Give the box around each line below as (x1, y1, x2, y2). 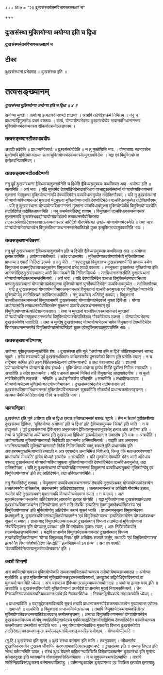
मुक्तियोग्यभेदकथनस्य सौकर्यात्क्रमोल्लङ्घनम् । (5, 123, 76, 129)
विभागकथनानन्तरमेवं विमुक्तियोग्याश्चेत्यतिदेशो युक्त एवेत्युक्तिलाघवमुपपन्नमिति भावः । (5, 325, 130, 331)
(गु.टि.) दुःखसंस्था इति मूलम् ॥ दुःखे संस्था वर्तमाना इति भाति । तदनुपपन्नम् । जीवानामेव (5, 638, 136, 644)
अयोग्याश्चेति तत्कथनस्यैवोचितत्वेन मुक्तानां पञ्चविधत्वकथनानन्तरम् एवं (5, 303, 110, 309)
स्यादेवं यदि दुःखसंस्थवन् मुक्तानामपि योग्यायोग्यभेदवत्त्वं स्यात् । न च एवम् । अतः (5, 491, 125, 497)
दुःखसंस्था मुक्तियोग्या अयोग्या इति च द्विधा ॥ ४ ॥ (5, 102, 78, 108)
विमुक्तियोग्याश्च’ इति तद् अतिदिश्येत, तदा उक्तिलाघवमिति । (5, 470, 95, 476)
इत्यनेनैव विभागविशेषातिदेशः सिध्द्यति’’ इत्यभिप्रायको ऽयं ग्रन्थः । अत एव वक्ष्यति (5, 540, 121, 546)
